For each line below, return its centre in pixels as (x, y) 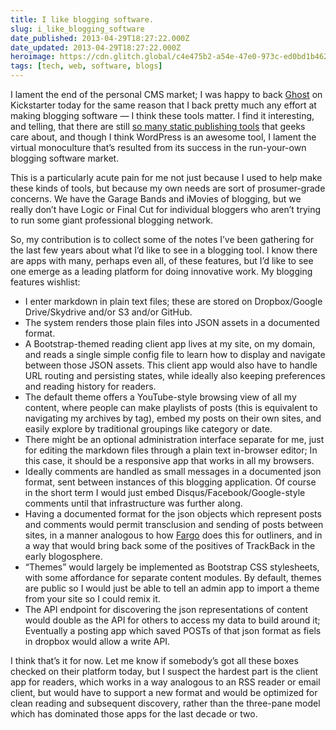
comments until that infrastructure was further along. (133, 503)
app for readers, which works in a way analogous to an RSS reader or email (165, 682)
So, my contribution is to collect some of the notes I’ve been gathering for (162, 239)
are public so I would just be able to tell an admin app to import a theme (172, 588)
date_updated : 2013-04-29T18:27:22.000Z (96, 47)
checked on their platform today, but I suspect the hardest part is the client (164, 671)
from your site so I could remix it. (92, 599)
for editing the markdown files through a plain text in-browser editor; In (171, 450)
